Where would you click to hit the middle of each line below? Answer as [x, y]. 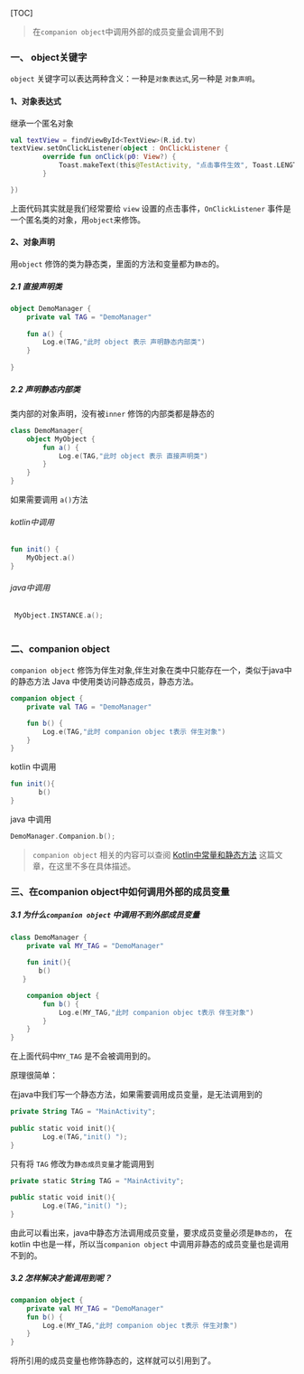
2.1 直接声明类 [36, 286]
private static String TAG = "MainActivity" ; [97, 1181]
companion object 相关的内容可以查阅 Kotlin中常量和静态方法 [145, 854]
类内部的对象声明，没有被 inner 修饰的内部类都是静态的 [112, 413]
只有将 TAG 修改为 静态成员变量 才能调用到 [82, 1163]
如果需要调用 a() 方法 [49, 500]
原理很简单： [34, 1076]
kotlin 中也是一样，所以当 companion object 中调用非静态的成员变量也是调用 [150, 1244]
